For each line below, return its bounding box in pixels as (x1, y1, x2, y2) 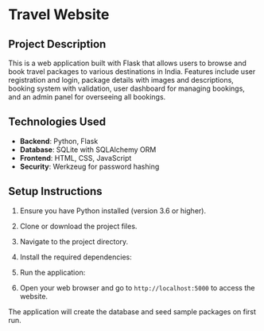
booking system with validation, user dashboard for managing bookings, (8, 84, 245, 93)
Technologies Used (8, 115, 106, 129)
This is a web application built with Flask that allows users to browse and (8, 58, 247, 68)
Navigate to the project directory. (19, 236, 129, 246)
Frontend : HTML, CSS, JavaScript (19, 153, 132, 162)
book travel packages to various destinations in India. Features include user (8, 67, 256, 76)
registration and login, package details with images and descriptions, (8, 76, 235, 84)
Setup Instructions (8, 185, 103, 198)
